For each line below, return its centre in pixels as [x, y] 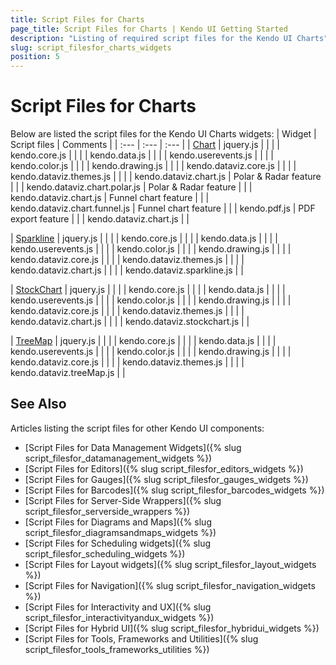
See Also [38, 404]
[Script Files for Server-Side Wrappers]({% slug [123, 500]
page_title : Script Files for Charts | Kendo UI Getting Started [149, 29]
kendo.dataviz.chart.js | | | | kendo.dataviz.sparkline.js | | [127, 270]
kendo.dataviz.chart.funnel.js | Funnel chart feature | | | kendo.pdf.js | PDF [163, 208]
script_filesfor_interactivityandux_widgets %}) [119, 617]
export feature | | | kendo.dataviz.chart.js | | [100, 219]
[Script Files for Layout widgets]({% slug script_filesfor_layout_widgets [170, 564]
